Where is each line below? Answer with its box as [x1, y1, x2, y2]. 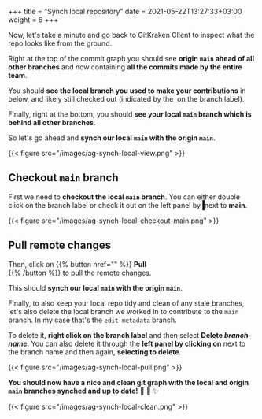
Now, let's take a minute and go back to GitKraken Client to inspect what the [8, 31, 255, 39]
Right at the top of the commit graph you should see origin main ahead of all [8, 54, 254, 63]
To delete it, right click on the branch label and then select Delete [8, 330, 223, 339]
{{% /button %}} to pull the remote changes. [8, 268, 152, 277]
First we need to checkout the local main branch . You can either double [8, 192, 241, 202]
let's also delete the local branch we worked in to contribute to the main [8, 306, 239, 316]
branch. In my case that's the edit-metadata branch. [8, 315, 177, 324]
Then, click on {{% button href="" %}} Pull [8, 259, 147, 269]
